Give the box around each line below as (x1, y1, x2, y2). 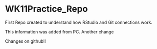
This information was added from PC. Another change (5, 29, 114, 34)
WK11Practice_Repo (5, 3, 88, 15)
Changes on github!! (5, 38, 46, 44)
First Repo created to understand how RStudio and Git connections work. (5, 19, 153, 25)
